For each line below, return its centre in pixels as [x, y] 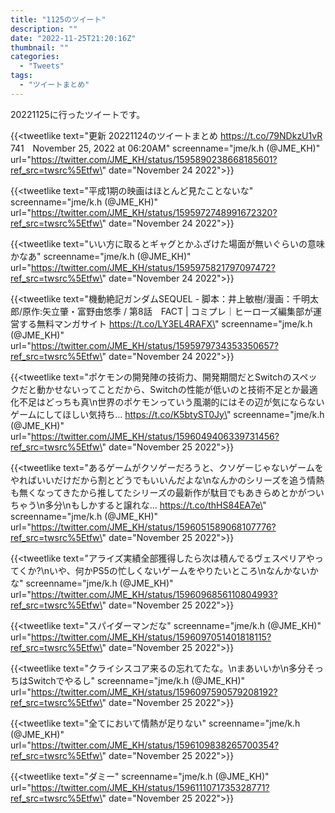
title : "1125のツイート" [58, 19]
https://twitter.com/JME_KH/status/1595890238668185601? [154, 159]
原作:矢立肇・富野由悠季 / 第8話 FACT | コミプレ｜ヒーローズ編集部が [167, 311]
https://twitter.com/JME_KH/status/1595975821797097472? [153, 267]
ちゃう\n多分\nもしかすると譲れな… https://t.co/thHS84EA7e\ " [138, 505]
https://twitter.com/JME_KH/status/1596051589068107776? [153, 527]
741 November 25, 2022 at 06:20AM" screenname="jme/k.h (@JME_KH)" [165, 148]
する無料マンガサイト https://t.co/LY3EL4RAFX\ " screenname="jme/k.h [165, 323]
